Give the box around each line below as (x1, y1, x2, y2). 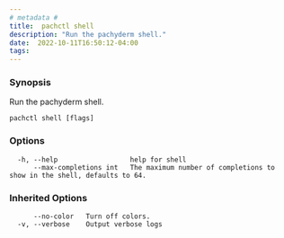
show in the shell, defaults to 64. (9, 171, 146, 180)
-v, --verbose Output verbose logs (17, 220, 164, 229)
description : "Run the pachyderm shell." (9, 30, 167, 39)
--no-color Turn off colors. (32, 212, 151, 221)
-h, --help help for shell (17, 154, 187, 164)
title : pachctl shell (9, 22, 94, 31)
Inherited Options (9, 191, 88, 204)
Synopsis (9, 76, 51, 89)
